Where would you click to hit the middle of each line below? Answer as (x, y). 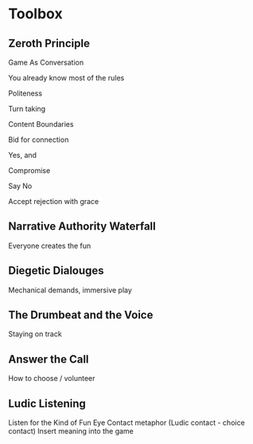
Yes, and (23, 155)
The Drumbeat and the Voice (81, 315)
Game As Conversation (46, 62)
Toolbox (35, 14)
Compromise (29, 171)
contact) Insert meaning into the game (71, 431)
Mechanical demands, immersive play (70, 290)
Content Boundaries (41, 124)
